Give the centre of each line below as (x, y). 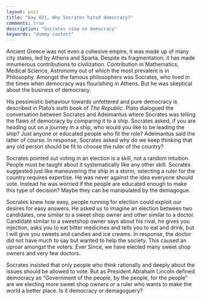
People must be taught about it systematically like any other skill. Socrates (99, 165)
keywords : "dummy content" (40, 34)
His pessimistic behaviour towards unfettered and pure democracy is (92, 102)
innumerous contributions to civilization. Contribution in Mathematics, (93, 65)
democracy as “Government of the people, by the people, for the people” (97, 278)
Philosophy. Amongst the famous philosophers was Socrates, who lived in (98, 77)
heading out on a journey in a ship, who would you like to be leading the (96, 127)
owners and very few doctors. (43, 254)
